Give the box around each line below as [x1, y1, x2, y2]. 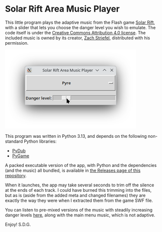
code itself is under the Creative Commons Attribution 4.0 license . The [5, 30, 146, 35]
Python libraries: [24, 138, 57, 144]
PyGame [12, 153, 30, 159]
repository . [5, 172, 27, 178]
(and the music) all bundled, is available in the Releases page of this [5, 167, 141, 173]
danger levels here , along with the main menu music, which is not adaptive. [5, 212, 155, 218]
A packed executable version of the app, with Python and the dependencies [5, 162, 157, 168]
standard [5, 138, 23, 144]
